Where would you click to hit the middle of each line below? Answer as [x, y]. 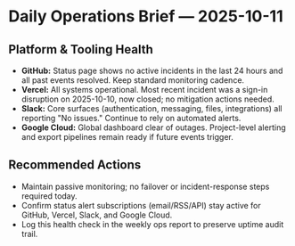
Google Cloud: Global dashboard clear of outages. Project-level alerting [153, 127]
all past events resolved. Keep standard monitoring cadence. [133, 80]
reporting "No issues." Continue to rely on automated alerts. [131, 118]
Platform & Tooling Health [81, 49]
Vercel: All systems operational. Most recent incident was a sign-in [144, 90]
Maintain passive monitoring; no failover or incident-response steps [145, 186]
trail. [29, 234]
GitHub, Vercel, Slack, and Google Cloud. [97, 215]
